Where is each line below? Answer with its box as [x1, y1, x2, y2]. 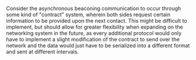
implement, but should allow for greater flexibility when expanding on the [6, 23, 184, 30]
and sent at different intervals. [6, 48, 79, 55]
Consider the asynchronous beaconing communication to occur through [6, 5, 181, 12]
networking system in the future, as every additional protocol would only [6, 30, 182, 37]
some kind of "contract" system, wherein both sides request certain [6, 11, 171, 18]
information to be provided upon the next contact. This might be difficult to [6, 17, 187, 24]
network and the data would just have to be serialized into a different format [6, 42, 190, 49]
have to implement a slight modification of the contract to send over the [6, 36, 180, 43]
